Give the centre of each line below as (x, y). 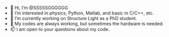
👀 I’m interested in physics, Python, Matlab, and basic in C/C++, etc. (82, 13)
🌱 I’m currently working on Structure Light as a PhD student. (73, 18)
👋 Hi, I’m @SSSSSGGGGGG (39, 8)
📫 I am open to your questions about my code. (60, 29)
